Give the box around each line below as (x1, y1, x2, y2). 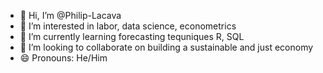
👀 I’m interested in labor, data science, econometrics (19, 20, 237, 32)
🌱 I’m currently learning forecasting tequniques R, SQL (19, 31, 245, 42)
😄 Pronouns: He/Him (19, 52, 108, 64)
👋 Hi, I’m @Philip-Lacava (19, 10, 122, 21)
